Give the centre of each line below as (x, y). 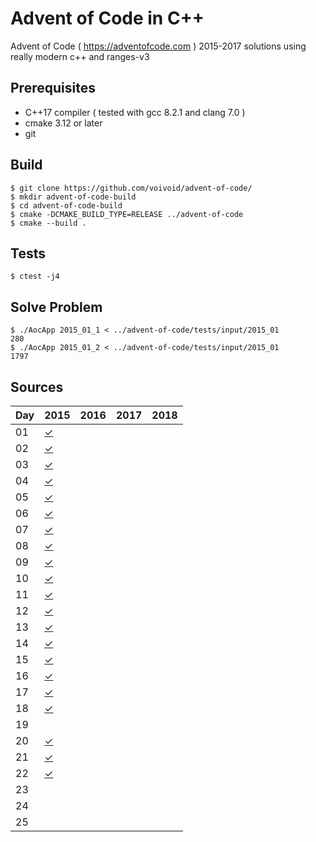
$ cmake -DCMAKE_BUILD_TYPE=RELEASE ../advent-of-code (127, 214)
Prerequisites (53, 88)
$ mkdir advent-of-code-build (73, 197)
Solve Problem (56, 307)
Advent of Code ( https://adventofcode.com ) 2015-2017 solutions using (158, 46)
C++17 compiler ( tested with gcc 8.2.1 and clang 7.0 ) (135, 112)
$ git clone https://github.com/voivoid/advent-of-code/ (131, 188)
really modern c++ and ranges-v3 (80, 56)
